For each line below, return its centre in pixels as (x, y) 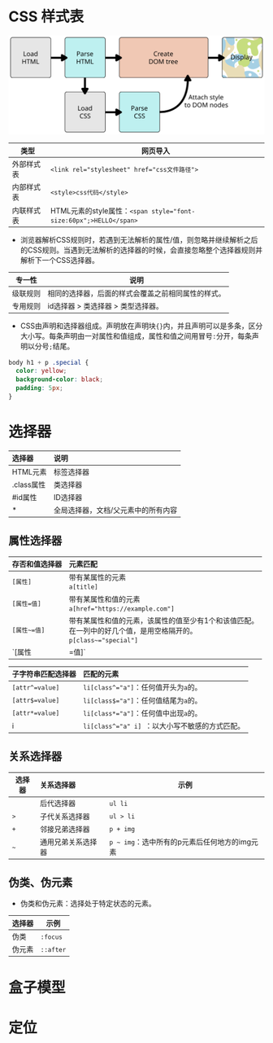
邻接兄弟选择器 (65, 829)
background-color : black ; (60, 379)
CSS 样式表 (46, 17)
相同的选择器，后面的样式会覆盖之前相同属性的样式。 (136, 293)
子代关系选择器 (65, 816)
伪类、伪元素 (41, 882)
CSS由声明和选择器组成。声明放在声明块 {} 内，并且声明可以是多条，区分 (141, 326)
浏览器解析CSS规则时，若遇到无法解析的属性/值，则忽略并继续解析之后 (139, 240)
